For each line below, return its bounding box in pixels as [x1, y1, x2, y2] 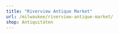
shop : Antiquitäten [6, 19, 54, 25]
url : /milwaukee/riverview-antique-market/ [6, 14, 114, 20]
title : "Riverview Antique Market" [6, 8, 93, 14]
